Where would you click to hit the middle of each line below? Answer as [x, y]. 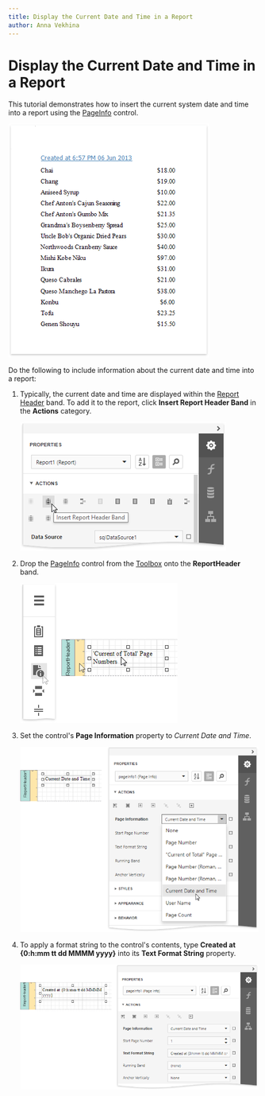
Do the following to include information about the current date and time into [131, 371]
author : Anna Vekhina [44, 25]
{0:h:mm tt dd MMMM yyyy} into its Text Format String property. [128, 954]
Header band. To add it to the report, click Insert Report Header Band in [138, 402]
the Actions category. [56, 411]
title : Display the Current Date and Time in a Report [101, 17]
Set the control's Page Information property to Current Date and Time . [135, 736]
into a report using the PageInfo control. [73, 113]
